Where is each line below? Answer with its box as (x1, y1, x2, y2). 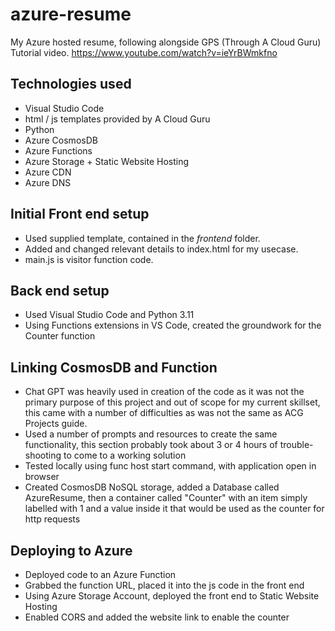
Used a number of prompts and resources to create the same (24, 428, 278, 440)
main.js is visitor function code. (24, 253, 154, 265)
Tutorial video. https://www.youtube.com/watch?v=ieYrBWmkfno (10, 46, 278, 58)
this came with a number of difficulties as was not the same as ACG (24, 407, 304, 419)
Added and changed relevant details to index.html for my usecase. (24, 243, 299, 255)
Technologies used (10, 76, 132, 93)
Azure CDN (24, 166, 72, 178)
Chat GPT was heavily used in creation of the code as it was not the (24, 386, 305, 398)
